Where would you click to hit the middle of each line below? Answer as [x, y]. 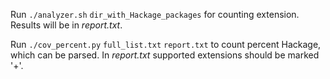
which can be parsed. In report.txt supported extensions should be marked [165, 55]
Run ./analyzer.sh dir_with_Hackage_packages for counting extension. [155, 14]
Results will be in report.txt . [66, 25]
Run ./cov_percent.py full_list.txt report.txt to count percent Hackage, [166, 44]
